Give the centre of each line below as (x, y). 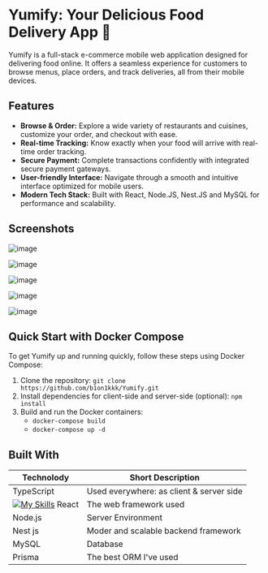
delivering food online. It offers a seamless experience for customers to (128, 63)
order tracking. (62, 151)
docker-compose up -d (69, 430)
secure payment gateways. (65, 169)
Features (31, 106)
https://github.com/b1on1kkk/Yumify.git (89, 388)
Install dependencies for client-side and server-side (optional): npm (131, 396)
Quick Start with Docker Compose (96, 336)
